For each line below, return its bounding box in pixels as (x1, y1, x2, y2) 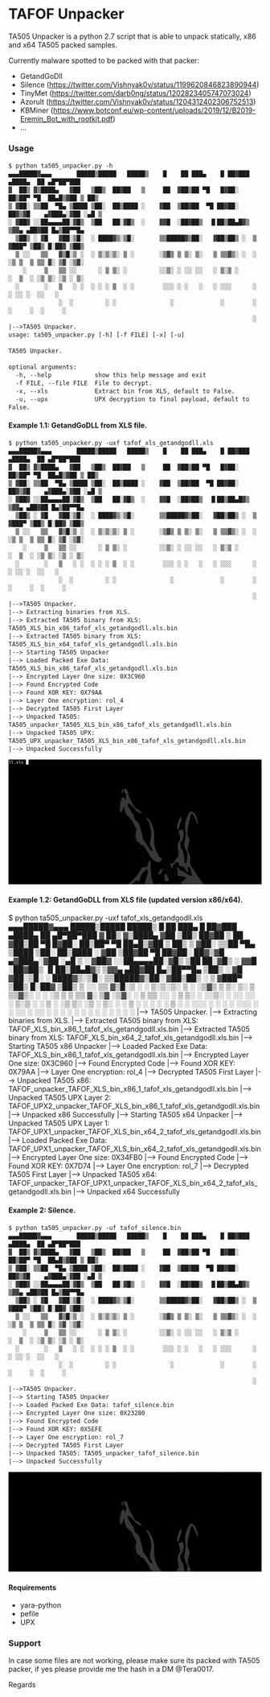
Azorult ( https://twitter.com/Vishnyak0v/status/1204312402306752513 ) (19, 97, 256, 106)
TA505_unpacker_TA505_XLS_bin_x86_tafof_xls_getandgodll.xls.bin (8, 721, 231, 729)
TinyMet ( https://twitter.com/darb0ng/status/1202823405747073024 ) (19, 88, 252, 97)
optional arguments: (8, 363, 78, 371)
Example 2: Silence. (8, 1205, 76, 1215)
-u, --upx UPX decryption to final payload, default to (15, 395, 250, 403)
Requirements (8, 1583, 57, 1592)
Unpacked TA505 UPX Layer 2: (8, 1092, 112, 1102)
